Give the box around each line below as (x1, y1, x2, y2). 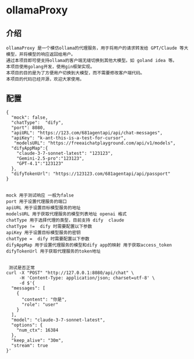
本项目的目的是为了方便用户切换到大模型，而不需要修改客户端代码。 (6, 70, 145, 76)
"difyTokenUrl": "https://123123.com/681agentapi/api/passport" (11, 171, 171, 177)
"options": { (11, 322, 43, 328)
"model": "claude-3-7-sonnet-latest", (11, 317, 106, 323)
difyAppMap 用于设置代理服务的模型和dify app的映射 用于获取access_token (6, 242, 172, 248)
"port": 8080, (11, 125, 45, 130)
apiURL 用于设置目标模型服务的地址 (6, 205, 81, 210)
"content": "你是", (21, 296, 67, 302)
